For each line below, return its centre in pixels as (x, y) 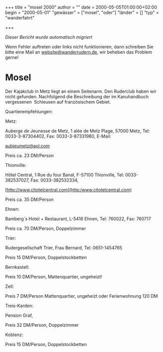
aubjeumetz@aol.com (28, 146)
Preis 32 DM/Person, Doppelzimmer (42, 325)
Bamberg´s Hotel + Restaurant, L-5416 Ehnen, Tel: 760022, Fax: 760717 (78, 218)
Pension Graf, (19, 315)
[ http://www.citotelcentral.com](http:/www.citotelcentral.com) (69, 189)
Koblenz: (14, 335)
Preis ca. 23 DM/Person (30, 155)
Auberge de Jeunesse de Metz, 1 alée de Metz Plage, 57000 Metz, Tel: (78, 131)
